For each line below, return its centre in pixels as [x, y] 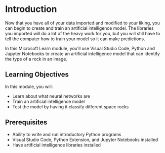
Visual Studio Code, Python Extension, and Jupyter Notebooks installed [85, 140]
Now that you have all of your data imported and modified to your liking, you [82, 23]
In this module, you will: [29, 86]
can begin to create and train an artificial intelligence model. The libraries [80, 28]
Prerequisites [26, 122]
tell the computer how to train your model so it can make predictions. [75, 39]
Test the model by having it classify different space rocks [70, 107]
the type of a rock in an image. [36, 59]
